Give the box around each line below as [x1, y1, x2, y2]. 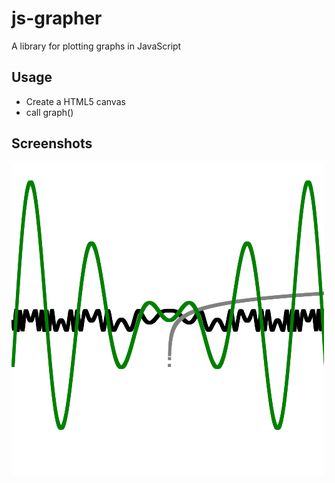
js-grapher [11, 7, 103, 30]
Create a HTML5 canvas [25, 95, 126, 107]
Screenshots [11, 135, 93, 152]
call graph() [25, 106, 74, 118]
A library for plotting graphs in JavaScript [11, 40, 182, 52]
